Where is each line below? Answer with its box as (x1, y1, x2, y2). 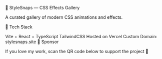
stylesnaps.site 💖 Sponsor (5, 39, 59, 45)
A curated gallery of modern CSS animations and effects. (5, 14, 123, 20)
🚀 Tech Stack (5, 24, 32, 30)
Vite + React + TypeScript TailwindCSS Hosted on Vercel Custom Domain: (5, 34, 157, 39)
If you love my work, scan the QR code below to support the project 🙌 (5, 49, 149, 54)
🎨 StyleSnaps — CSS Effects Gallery (5, 5, 80, 10)
